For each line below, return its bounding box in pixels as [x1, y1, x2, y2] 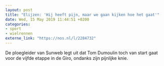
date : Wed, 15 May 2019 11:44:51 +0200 [5, 17, 90, 22]
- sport [5, 26, 22, 31]
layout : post [5, 7, 33, 13]
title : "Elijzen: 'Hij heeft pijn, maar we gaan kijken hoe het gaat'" [5, 12, 159, 17]
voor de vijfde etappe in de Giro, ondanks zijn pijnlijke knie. [5, 55, 128, 61]
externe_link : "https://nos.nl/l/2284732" [5, 36, 96, 41]
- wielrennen [5, 31, 33, 36]
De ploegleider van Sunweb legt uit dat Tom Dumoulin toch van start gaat [5, 49, 158, 56]
